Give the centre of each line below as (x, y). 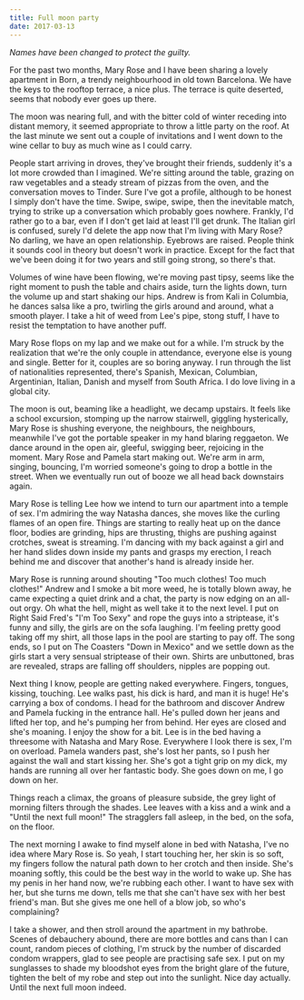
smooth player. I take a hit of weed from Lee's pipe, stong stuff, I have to (144, 315)
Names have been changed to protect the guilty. (100, 52)
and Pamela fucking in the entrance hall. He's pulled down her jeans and (145, 712)
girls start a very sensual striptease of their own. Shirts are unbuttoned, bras (152, 656)
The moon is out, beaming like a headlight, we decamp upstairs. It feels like (150, 409)
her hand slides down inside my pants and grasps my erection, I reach (141, 551)
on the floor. (32, 827)
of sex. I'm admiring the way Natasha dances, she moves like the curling (145, 513)
